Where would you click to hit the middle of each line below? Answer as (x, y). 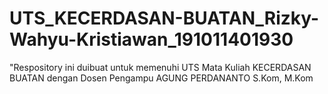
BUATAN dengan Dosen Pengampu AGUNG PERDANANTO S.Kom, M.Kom (161, 78)
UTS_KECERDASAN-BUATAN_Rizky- (164, 18)
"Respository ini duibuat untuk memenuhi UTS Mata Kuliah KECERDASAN (160, 67)
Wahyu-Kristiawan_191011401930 (151, 39)
